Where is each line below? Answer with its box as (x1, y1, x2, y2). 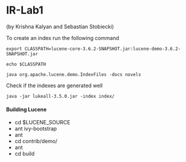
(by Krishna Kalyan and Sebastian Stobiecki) (6, 23, 114, 30)
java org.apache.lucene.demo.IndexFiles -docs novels (6, 71, 142, 77)
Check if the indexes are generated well (6, 82, 103, 89)
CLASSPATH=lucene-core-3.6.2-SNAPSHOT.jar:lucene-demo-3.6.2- (24, 45, 181, 52)
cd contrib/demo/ (14, 138, 58, 145)
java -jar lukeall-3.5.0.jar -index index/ (6, 93, 115, 99)
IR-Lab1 (6, 4, 44, 17)
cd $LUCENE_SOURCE (14, 119, 71, 126)
